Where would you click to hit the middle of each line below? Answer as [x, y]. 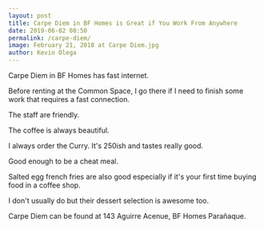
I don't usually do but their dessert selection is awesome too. [109, 201]
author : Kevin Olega [43, 53]
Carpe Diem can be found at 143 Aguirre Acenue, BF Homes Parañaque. [127, 216]
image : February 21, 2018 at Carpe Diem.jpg [84, 45]
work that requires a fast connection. [69, 99]
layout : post [30, 16]
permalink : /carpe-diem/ [50, 38]
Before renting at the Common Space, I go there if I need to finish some [126, 91]
